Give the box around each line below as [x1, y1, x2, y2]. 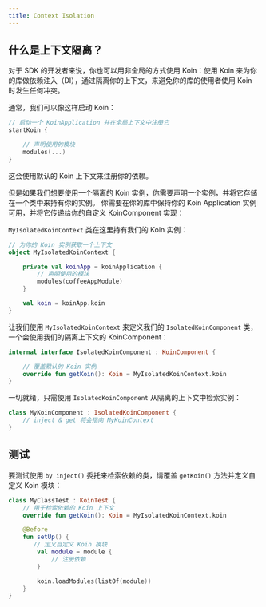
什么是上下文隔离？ [8, 43, 103, 57]
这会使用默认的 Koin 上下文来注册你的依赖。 [8, 171, 153, 181]
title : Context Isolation [8, 11, 94, 20]
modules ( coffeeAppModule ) [37, 277, 124, 286]
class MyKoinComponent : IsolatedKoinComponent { [8, 409, 177, 417]
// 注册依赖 [50, 555, 86, 563]
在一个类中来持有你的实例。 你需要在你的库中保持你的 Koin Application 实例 [8, 197, 257, 208]
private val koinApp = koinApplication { [22, 263, 162, 271]
